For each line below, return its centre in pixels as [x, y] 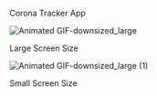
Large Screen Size [44, 48]
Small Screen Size [43, 83]
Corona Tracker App [48, 13]
